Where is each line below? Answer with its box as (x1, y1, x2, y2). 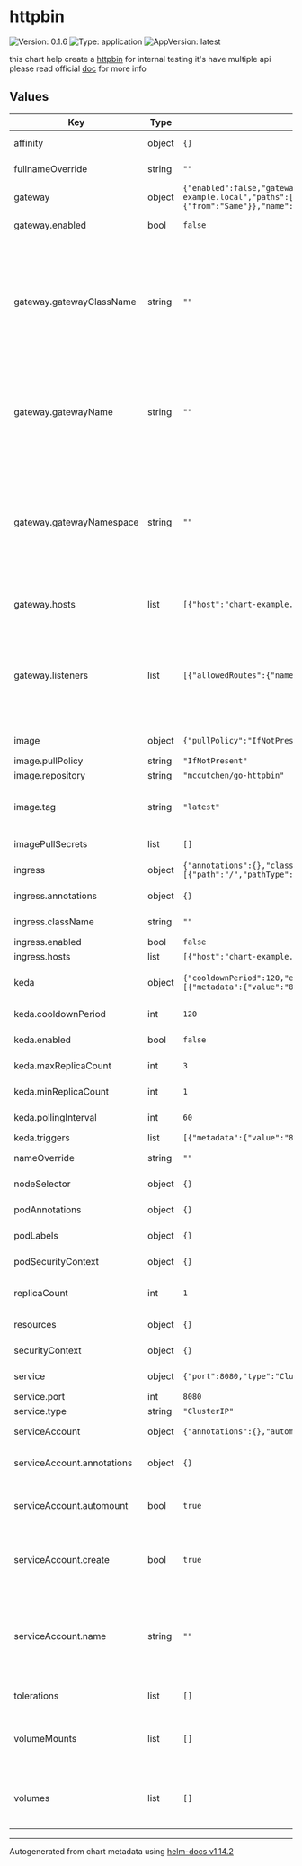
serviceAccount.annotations (13, 1456, 133, 1469)
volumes (13, 1791, 50, 1804)
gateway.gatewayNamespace (13, 516, 139, 528)
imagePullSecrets (13, 837, 88, 850)
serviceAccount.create (13, 1553, 110, 1565)
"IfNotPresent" (182, 755, 248, 766)
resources (13, 1318, 57, 1330)
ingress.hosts (13, 950, 71, 962)
